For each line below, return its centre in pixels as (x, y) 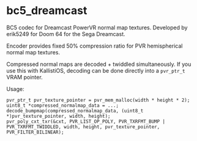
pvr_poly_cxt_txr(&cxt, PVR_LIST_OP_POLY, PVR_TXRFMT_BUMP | (86, 121)
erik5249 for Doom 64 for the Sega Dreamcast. (66, 34)
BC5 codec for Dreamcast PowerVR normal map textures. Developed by (97, 27)
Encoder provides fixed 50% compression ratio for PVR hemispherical (95, 46)
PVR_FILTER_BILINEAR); (35, 132)
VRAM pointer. (24, 77)
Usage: (15, 89)
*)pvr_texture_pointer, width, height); (59, 116)
